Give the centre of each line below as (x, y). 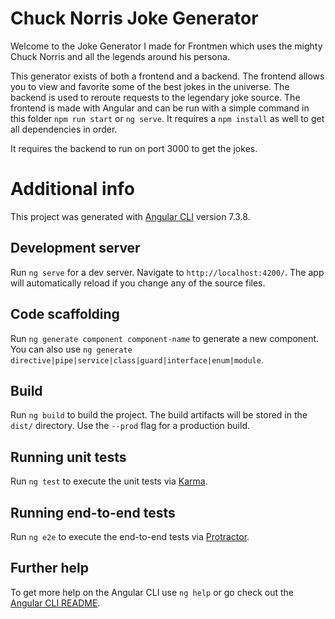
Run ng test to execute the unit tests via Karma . (109, 481)
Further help (50, 568)
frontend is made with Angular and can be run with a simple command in (160, 108)
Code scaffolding (65, 314)
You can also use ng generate (71, 349)
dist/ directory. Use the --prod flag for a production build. (130, 426)
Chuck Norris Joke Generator (134, 18)
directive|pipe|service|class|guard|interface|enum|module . (137, 359)
